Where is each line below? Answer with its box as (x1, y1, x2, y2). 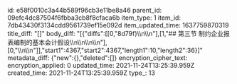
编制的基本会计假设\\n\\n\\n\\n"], (13, 38, 108, 47)
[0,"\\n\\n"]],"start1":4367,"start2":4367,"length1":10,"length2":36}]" (7, 46, 203, 54)
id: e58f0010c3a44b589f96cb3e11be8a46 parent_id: (7, 6, 162, 14)
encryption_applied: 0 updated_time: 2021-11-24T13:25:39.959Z (7, 61, 195, 69)
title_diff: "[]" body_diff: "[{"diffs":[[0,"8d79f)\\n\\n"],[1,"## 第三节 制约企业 (7, 30, 224, 37)
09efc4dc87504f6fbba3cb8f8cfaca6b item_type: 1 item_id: (7, 13, 181, 22)
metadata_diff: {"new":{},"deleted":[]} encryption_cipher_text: (7, 54, 188, 62)
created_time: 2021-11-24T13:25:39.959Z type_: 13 (7, 68, 155, 77)
